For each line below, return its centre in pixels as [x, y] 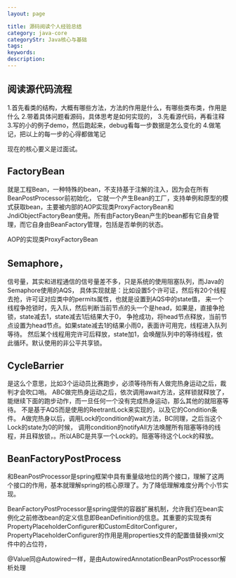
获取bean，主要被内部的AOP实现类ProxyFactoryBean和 [93, 206]
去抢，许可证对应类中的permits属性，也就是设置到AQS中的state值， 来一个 [116, 299]
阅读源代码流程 [40, 90]
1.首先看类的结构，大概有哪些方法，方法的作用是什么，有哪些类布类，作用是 [117, 107]
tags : [15, 46]
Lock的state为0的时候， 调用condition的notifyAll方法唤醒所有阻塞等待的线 [114, 427]
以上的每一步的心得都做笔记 [66, 133]
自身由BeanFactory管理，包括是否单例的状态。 [99, 224]
